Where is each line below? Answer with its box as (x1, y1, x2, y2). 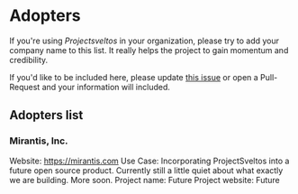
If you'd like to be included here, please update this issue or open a (9, 71, 258, 82)
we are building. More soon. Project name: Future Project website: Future (9, 174, 281, 185)
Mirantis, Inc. (9, 134, 69, 147)
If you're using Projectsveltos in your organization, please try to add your (9, 35, 280, 46)
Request (9, 81, 41, 92)
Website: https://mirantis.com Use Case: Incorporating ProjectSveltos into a (9, 155, 290, 166)
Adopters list (9, 107, 84, 123)
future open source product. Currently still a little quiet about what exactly (9, 164, 284, 176)
